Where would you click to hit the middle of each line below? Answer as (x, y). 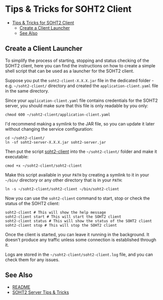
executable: (17, 156)
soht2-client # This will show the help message (56, 212)
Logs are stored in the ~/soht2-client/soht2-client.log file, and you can (79, 254)
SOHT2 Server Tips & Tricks (41, 292)
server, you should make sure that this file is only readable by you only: (77, 105)
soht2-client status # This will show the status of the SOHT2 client (79, 221)
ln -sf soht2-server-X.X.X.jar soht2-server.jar (56, 142)
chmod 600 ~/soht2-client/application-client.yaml (58, 115)
